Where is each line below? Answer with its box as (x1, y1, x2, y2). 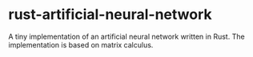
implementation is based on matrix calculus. (8, 40, 154, 49)
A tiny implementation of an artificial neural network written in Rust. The (8, 32, 246, 41)
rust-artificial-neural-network (8, 6, 212, 24)
